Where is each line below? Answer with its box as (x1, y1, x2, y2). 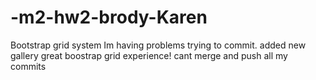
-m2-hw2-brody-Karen (10, 6, 208, 29)
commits (10, 60, 47, 72)
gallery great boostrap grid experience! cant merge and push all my (10, 49, 288, 61)
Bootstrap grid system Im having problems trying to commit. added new (10, 39, 307, 51)
